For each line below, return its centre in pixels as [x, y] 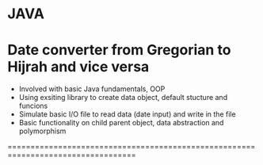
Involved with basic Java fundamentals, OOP [92, 89]
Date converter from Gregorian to [119, 50]
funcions [33, 106]
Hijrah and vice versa [78, 67]
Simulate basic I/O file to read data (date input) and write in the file [127, 114]
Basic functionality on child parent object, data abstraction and [121, 123]
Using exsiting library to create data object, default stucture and [123, 98]
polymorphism [42, 131]
